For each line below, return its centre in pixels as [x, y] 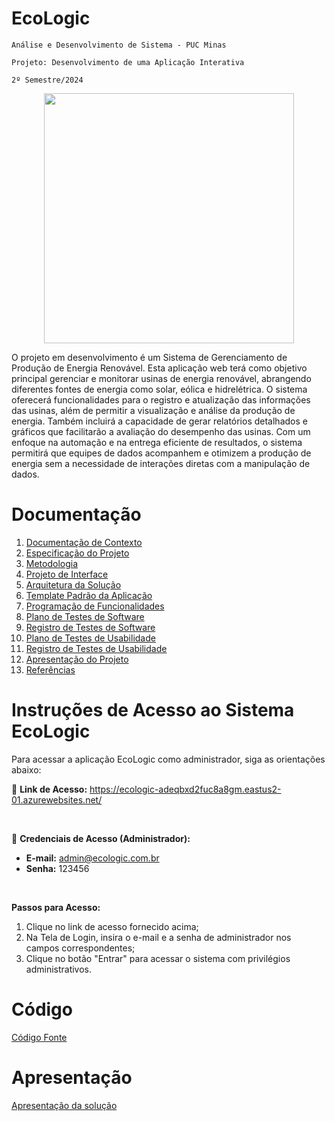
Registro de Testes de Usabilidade [96, 648]
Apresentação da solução [64, 1105]
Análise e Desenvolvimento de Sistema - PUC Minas [119, 45]
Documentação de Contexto [84, 542]
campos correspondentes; [80, 948]
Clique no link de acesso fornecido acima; [112, 926]
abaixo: [26, 769]
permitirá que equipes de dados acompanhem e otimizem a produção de [161, 453]
